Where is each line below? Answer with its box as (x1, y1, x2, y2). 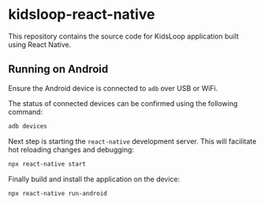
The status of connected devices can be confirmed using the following (8, 98, 238, 108)
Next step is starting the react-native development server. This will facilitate (8, 136, 257, 146)
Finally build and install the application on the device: (8, 174, 180, 184)
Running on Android (8, 63, 109, 76)
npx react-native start (8, 159, 87, 168)
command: (8, 107, 43, 116)
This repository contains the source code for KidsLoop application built (8, 31, 239, 41)
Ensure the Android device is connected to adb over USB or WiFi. (8, 83, 218, 93)
